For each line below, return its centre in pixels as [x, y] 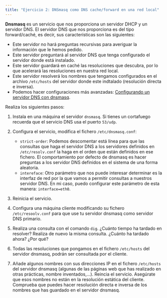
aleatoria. [29, 167]
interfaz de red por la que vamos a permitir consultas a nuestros [86, 178]
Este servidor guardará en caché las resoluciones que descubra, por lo [85, 65]
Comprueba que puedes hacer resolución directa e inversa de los [80, 285]
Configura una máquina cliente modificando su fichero [68, 208]
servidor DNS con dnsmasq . [41, 97]
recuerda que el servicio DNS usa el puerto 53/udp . [65, 122]
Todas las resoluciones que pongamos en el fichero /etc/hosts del [81, 248]
